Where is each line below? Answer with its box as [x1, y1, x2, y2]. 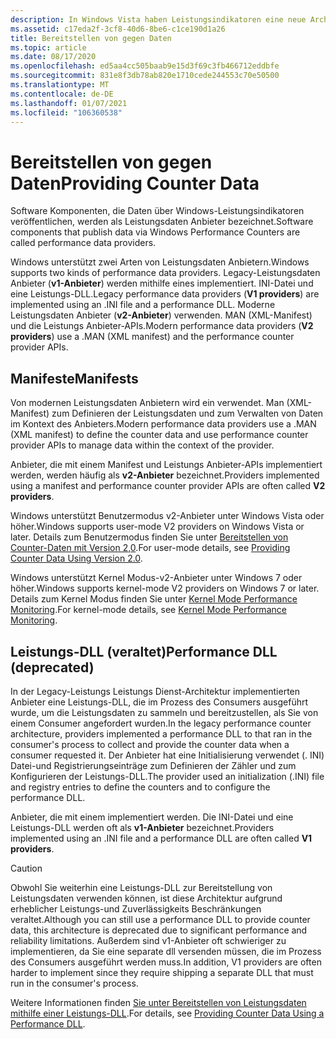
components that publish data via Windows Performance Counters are [10, 226, 301, 238]
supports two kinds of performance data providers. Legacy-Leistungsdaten [10, 267, 321, 279]
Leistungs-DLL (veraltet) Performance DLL [10, 643, 278, 660]
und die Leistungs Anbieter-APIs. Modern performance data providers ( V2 [10, 320, 314, 332]
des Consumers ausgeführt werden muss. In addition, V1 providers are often [10, 956, 322, 968]
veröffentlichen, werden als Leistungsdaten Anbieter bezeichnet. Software [10, 216, 314, 228]
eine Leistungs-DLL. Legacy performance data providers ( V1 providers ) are [10, 288, 320, 300]
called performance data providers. [10, 237, 157, 249]
